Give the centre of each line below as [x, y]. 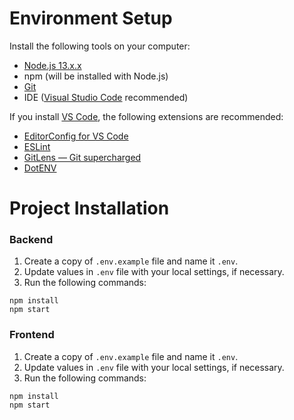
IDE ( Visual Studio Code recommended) [106, 97]
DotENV [40, 168]
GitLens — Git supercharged [82, 157]
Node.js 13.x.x [52, 65]
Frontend [32, 335]
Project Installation [89, 208]
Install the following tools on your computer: [100, 46]
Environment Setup [91, 18]
